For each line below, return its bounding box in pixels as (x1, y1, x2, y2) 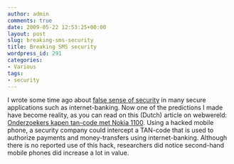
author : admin (7, 10, 50, 18)
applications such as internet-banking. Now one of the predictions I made (7, 104, 223, 112)
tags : (7, 70, 23, 77)
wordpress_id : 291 (7, 50, 62, 58)
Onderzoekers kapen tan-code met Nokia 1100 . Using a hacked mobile (7, 119, 214, 127)
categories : (7, 57, 43, 64)
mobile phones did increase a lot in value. (7, 148, 129, 157)
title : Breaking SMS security (7, 43, 97, 50)
